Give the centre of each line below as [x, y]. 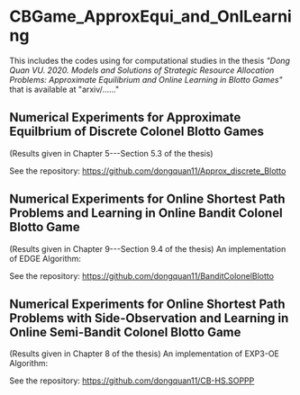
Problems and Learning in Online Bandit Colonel [146, 213]
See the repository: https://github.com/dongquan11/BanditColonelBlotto [142, 275]
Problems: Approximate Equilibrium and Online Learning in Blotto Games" [146, 79]
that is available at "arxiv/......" [64, 89]
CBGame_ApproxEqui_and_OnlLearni [151, 17]
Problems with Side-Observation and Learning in [149, 318]
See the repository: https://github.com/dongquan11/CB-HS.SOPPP [132, 381]
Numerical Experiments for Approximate [125, 117]
